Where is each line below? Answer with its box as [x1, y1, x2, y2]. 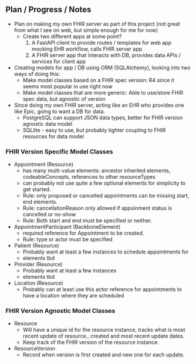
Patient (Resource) [13, 242, 59, 249]
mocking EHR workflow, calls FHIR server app [31, 45, 143, 52]
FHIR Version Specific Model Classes [5, 147, 113, 155]
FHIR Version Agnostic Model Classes [5, 307, 116, 315]
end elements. [22, 198, 58, 205]
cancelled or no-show [22, 211, 76, 218]
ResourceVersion [13, 345, 56, 352]
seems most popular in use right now [22, 82, 113, 90]
